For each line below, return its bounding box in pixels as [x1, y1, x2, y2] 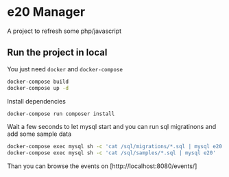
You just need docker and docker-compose [7, 64, 123, 73]
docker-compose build [7, 78, 69, 85]
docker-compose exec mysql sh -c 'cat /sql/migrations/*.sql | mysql [7, 143, 210, 150]
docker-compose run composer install [7, 110, 115, 117]
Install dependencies [7, 97, 67, 105]
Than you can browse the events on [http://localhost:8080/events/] [7, 162, 197, 170]
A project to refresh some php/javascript [7, 27, 122, 35]
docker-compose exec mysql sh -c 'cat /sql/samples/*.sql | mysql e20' [7, 150, 216, 156]
